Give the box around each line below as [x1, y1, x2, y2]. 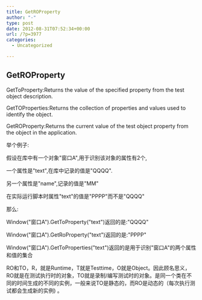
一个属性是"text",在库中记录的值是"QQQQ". [6, 167, 113, 174]
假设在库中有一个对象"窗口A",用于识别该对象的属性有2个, [6, 154, 148, 161]
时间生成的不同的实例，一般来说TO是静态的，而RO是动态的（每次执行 [16, 279, 191, 287]
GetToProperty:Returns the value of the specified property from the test [6, 86, 185, 94]
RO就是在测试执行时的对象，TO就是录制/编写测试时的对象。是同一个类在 [6, 272, 187, 279]
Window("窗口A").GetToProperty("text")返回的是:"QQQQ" [6, 218, 149, 225]
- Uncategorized [11, 43, 52, 49]
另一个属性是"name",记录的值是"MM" [6, 179, 99, 187]
